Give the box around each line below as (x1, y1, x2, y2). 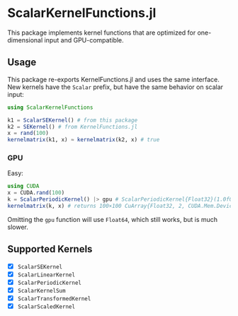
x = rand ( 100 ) (7, 129, 50, 137)
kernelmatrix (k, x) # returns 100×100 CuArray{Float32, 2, (7, 203, 186, 210)
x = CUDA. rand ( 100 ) (7, 189, 65, 197)
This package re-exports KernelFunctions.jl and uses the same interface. (7, 75, 220, 83)
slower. (7, 223, 28, 231)
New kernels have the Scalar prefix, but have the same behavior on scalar (7, 83, 224, 91)
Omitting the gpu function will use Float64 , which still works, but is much (7, 215, 218, 223)
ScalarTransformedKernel (17, 295, 91, 302)
